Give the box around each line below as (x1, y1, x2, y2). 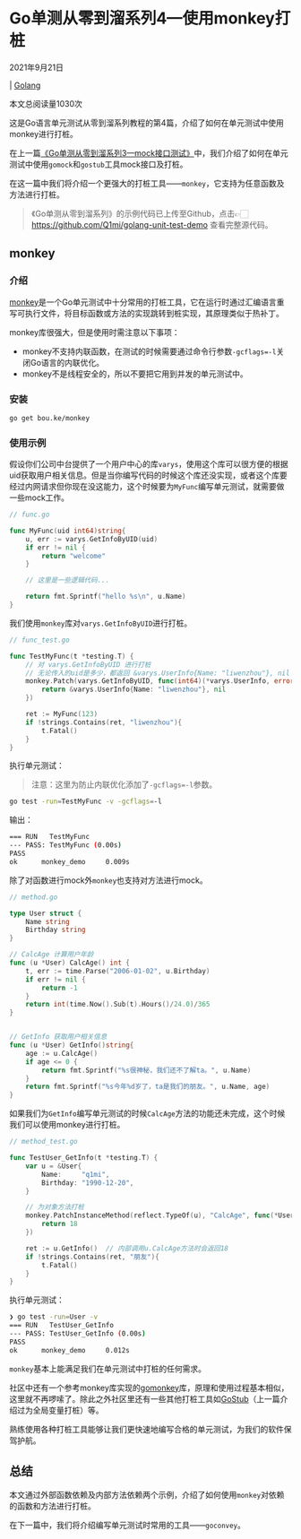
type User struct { (9, 909, 82, 918)
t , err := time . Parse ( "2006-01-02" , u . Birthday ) (25, 966, 211, 975)
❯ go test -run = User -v (9, 1312, 99, 1322)
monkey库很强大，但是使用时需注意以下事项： (9, 326, 181, 337)
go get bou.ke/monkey (9, 413, 90, 422)
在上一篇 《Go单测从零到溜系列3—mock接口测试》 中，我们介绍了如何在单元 (9, 147, 288, 158)
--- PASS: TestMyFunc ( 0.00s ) (9, 841, 123, 850)
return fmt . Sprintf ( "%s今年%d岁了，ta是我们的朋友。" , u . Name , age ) (25, 1082, 271, 1092)
